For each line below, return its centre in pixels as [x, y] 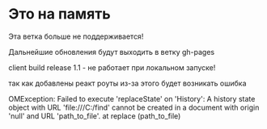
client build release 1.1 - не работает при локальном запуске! [112, 67]
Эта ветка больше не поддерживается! [76, 36]
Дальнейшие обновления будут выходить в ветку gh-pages [112, 52]
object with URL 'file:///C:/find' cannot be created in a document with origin [134, 107]
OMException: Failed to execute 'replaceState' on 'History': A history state [132, 98]
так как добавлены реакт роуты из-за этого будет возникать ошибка [127, 83]
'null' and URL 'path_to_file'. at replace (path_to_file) [95, 116]
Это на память [59, 14]
